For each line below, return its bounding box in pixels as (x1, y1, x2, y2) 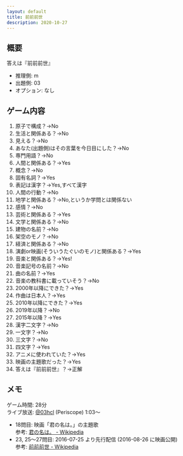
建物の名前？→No (15, 226, 59, 233)
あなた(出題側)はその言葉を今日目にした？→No (15, 145, 129, 151)
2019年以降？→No (15, 307, 60, 313)
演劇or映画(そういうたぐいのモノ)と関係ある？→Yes (15, 248, 142, 255)
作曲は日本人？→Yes (15, 292, 66, 299)
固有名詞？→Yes (15, 174, 55, 181)
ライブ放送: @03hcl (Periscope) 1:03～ (6, 408, 101, 415)
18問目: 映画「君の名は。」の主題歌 (15, 421, 99, 428)
